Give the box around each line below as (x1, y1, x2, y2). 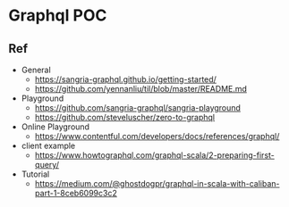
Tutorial (21, 169, 50, 179)
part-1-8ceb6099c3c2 (34, 188, 117, 198)
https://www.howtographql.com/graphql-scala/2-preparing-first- (34, 150, 275, 161)
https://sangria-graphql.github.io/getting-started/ (34, 74, 217, 85)
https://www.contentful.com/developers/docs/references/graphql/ (34, 131, 280, 141)
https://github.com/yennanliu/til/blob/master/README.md (34, 84, 248, 94)
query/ (34, 160, 60, 170)
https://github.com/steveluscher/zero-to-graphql (34, 112, 216, 122)
